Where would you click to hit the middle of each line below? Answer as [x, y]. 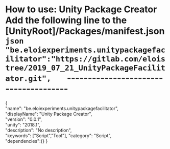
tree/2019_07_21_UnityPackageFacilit [86, 68]
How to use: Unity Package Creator [81, 9]
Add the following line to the [66, 20]
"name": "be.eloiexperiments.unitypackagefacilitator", [62, 108]
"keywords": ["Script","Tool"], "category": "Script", [58, 135]
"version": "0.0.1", [24, 119]
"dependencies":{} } [27, 141]
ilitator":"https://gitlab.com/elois [86, 59]
